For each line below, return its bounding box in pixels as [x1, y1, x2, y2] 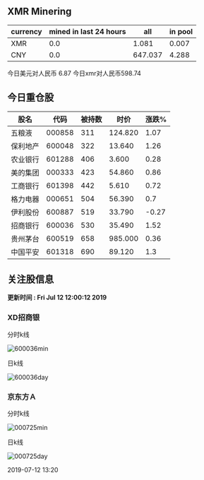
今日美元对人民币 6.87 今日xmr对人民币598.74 [7, 68, 141, 77]
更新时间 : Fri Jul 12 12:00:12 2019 [7, 293, 107, 302]
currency [11, 26, 42, 36]
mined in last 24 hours [49, 26, 126, 36]
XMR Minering [7, 6, 72, 18]
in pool [169, 26, 193, 36]
